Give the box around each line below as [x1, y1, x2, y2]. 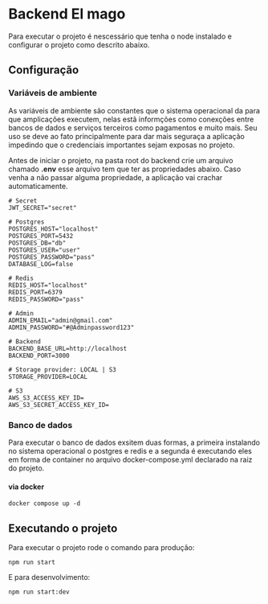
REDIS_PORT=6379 [8, 288, 63, 296]
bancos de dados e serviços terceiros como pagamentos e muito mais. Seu [8, 122, 258, 133]
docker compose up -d [8, 499, 81, 507]
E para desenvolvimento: [8, 572, 91, 581]
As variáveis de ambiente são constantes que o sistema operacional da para [8, 105, 261, 115]
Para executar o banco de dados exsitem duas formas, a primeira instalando [8, 438, 261, 447]
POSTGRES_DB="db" [8, 239, 67, 247]
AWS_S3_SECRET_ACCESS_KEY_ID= [8, 401, 110, 409]
